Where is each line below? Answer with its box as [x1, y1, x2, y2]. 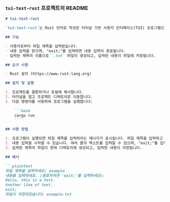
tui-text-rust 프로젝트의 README [5, 4, 89, 11]
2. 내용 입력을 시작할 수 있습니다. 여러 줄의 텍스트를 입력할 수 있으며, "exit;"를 [5, 141, 158, 146]
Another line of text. [5, 182, 53, 188]
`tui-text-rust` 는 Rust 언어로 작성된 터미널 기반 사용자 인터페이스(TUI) [5, 25, 145, 31]
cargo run [14, 113, 35, 118]
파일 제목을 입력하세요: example [5, 168, 65, 173]
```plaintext [5, 164, 33, 169]
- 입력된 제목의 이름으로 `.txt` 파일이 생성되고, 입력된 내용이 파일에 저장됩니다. [5, 53, 156, 58]
